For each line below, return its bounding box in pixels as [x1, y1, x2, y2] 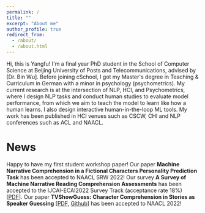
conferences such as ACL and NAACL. [6, 118, 104, 126]
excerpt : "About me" [6, 20, 59, 26]
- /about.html [12, 44, 48, 50]
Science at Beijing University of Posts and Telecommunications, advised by [6, 66, 196, 74]
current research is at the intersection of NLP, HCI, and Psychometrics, [6, 86, 185, 93]
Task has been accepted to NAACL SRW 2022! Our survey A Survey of [6, 173, 187, 181]
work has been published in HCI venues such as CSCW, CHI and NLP [6, 112, 181, 120]
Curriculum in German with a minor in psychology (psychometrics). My [6, 79, 185, 87]
